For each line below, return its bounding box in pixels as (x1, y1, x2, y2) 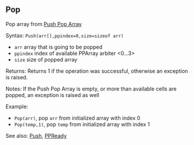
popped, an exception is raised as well (5, 91, 100, 98)
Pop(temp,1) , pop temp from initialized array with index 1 (14, 121, 150, 128)
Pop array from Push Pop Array (5, 20, 82, 27)
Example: (5, 103, 28, 110)
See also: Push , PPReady (5, 132, 67, 139)
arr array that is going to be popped (14, 43, 103, 50)
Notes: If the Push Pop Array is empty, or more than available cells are (5, 85, 177, 92)
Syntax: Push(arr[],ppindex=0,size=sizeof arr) (5, 32, 124, 39)
